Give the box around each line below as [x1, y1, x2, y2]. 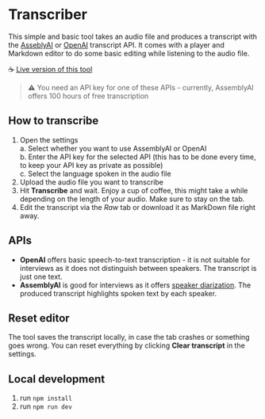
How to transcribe [8, 114, 99, 128]
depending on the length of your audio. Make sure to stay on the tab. [19, 194, 245, 204]
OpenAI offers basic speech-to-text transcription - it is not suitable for [19, 255, 251, 265]
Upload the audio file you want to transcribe [19, 177, 164, 187]
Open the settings [19, 135, 79, 144]
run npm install [19, 394, 73, 403]
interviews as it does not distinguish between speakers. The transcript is [19, 263, 257, 272]
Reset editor [8, 311, 70, 325]
